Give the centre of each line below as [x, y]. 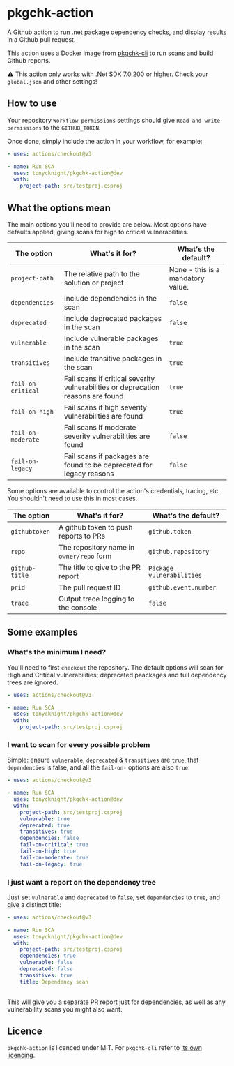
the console [78, 607]
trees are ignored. [33, 682]
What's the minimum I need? [57, 652]
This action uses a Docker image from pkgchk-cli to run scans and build [110, 53]
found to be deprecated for [108, 465]
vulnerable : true [45, 819]
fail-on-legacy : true [51, 864]
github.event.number [182, 587]
